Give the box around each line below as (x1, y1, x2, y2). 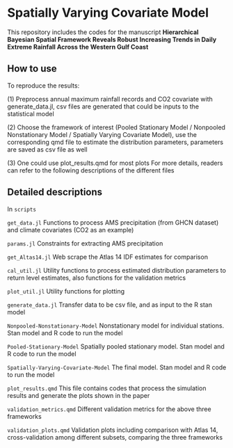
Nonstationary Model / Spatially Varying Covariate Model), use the (7, 130, 197, 138)
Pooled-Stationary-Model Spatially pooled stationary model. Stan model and (7, 342, 225, 351)
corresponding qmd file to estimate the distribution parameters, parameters (7, 138, 224, 146)
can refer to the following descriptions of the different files (7, 166, 175, 175)
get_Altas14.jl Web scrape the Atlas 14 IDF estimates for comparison (7, 253, 209, 261)
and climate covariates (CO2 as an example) (7, 225, 134, 234)
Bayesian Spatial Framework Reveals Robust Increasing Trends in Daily (7, 35, 217, 43)
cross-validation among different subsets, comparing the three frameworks (7, 433, 223, 441)
